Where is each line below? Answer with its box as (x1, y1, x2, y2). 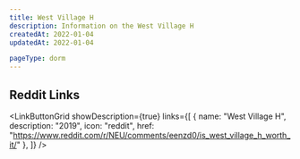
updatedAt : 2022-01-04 (9, 38, 94, 47)
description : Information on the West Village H (9, 21, 194, 30)
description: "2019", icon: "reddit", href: (9, 120, 155, 130)
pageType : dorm (9, 54, 66, 63)
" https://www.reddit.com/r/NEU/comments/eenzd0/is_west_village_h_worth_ (9, 130, 291, 140)
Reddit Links (9, 87, 81, 103)
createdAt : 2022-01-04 (9, 29, 94, 38)
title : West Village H (9, 13, 94, 22)
